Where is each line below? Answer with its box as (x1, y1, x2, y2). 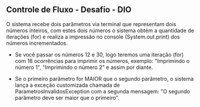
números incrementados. (6, 39, 68, 46)
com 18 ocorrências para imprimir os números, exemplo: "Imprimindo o (14, 57, 190, 64)
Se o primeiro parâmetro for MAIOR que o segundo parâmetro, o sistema (14, 75, 194, 82)
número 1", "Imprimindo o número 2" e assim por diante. (14, 64, 153, 71)
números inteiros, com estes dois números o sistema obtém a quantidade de (6, 27, 195, 34)
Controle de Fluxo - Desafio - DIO (6, 5, 132, 15)
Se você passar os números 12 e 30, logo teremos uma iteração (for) (14, 51, 184, 58)
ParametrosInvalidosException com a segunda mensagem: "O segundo (14, 87, 190, 95)
